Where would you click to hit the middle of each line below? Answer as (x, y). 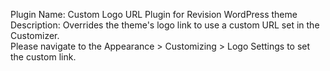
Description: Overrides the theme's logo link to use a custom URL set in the (165, 25)
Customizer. (35, 35)
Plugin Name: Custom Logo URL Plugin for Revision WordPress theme (154, 14)
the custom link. (43, 57)
